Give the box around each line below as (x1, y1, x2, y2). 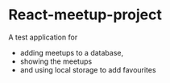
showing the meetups (19, 56, 93, 66)
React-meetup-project (8, 6, 163, 24)
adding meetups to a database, (19, 48, 124, 57)
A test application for (8, 32, 78, 42)
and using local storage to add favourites (19, 64, 156, 74)
